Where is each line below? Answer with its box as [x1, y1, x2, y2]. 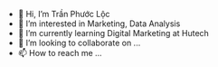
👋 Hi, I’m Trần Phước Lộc [17, 9, 110, 19]
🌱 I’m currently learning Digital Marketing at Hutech [17, 28, 210, 38]
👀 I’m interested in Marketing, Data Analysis [17, 18, 181, 29]
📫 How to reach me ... [17, 48, 102, 58]
